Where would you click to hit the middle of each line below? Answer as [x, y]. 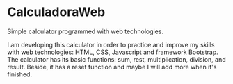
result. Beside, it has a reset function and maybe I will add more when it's [112, 67]
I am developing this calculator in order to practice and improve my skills [111, 44]
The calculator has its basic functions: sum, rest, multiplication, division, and [116, 59]
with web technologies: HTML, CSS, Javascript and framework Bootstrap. [113, 52]
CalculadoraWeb [56, 12]
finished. [20, 74]
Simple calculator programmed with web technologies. [85, 31]
